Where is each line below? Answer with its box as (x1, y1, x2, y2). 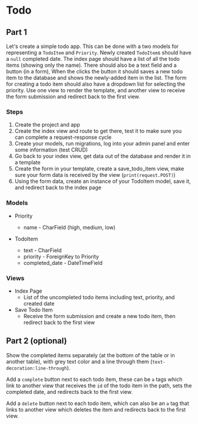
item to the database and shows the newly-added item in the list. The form (6, 75, 187, 81)
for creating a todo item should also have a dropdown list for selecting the (6, 80, 186, 88)
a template (14, 159, 41, 166)
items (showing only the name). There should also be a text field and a (6, 62, 177, 69)
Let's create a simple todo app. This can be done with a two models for (6, 43, 179, 50)
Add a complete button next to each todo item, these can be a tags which (6, 376, 183, 383)
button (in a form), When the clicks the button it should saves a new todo (6, 68, 183, 75)
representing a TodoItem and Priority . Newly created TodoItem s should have (6, 49, 192, 56)
